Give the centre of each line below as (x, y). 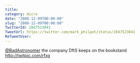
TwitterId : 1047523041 (28, 28)
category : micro (21, 14)
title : (12, 9)
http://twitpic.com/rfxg (28, 55)
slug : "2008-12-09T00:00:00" (34, 23)
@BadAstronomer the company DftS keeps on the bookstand (66, 50)
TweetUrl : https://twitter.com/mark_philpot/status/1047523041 (70, 32)
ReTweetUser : (18, 37)
